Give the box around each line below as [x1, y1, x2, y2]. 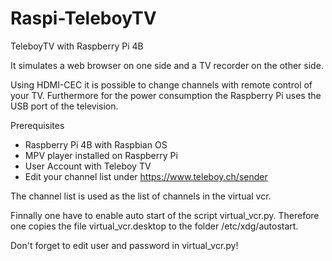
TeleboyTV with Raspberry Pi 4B [10, 40, 144, 52]
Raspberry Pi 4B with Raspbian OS [24, 138, 168, 151]
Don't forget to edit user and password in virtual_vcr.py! [10, 239, 239, 251]
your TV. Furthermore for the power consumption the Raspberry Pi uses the [10, 89, 322, 101]
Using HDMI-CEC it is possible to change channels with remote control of [10, 78, 313, 91]
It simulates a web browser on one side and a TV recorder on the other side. [10, 59, 324, 71]
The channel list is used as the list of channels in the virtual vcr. [10, 190, 272, 202]
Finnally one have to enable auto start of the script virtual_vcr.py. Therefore [10, 209, 320, 221]
